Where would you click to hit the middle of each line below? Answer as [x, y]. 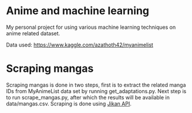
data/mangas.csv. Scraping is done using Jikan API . [69, 104]
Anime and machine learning [78, 11]
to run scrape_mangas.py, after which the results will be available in [88, 97]
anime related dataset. [33, 33]
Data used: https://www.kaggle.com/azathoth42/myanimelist [80, 45]
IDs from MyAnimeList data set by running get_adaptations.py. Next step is [96, 91]
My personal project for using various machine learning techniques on [91, 27]
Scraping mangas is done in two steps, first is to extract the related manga [96, 85]
